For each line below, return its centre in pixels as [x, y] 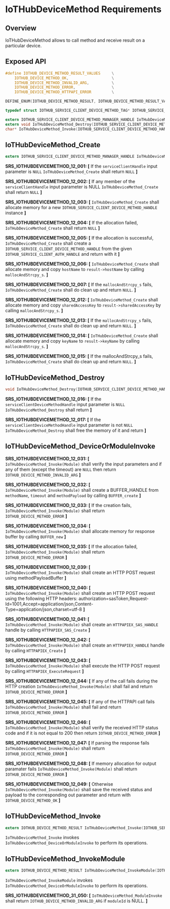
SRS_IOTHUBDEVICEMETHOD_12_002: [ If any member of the [70, 182]
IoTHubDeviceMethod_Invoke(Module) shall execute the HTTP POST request [83, 665]
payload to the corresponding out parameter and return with [68, 795]
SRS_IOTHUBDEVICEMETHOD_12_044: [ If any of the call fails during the [81, 681]
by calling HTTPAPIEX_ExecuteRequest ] [45, 671]
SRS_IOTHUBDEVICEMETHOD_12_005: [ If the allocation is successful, [79, 238]
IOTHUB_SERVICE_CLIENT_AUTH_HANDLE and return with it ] [62, 254]
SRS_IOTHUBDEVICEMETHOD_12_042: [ [48, 639]
